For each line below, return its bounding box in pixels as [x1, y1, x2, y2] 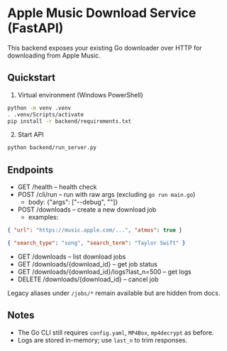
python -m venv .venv [7, 104, 72, 112]
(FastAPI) [7, 20, 64, 36]
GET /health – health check [17, 183, 97, 191]
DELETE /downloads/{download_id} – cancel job [17, 275, 159, 283]
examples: [28, 213, 59, 222]
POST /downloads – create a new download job [17, 205, 157, 214]
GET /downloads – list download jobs [17, 252, 126, 261]
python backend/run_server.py [7, 144, 97, 151]
